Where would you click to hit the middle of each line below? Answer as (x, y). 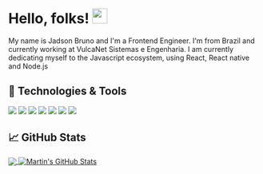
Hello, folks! (49, 19)
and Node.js (28, 66)
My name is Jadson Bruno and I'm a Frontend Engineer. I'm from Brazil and (132, 41)
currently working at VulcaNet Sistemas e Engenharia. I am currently (121, 49)
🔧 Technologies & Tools (68, 91)
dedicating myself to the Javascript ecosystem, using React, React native (129, 57)
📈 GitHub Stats (47, 138)
